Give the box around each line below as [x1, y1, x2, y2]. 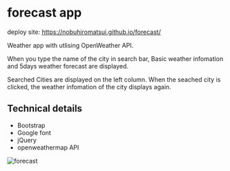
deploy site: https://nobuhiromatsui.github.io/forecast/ [7, 28, 161, 36]
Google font [17, 128, 52, 136]
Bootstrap [17, 121, 46, 129]
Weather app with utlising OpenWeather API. [7, 41, 134, 49]
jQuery [17, 136, 37, 144]
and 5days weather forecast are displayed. [7, 62, 129, 70]
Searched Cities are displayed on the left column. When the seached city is [7, 75, 221, 84]
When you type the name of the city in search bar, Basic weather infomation [7, 54, 224, 63]
